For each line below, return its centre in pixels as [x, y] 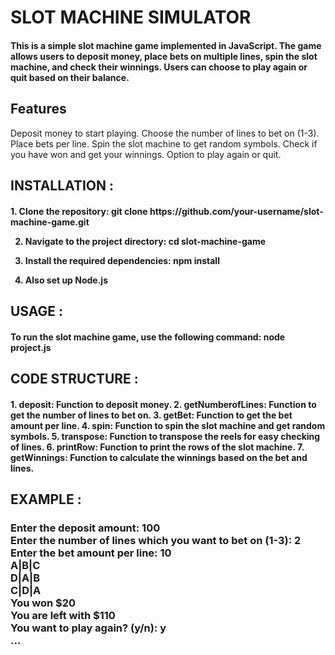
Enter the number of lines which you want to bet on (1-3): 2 [156, 540]
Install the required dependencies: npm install [122, 260]
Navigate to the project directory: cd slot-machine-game [145, 241]
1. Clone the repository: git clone [79, 211]
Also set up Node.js [66, 280]
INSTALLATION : [62, 185]
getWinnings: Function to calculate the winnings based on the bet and [159, 457]
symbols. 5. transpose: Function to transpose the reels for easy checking [165, 436]
